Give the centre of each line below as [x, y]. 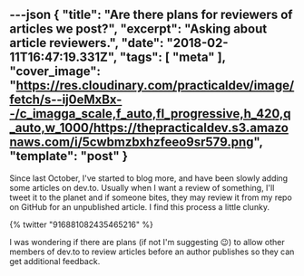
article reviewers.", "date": [87, 43]
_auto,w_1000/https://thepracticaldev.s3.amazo [149, 128]
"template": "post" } [69, 156]
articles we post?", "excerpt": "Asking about [138, 29]
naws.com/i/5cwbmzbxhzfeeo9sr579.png [132, 143]
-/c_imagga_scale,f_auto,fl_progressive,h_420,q [151, 114]
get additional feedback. [55, 261]
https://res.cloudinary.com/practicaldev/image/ [155, 86]
